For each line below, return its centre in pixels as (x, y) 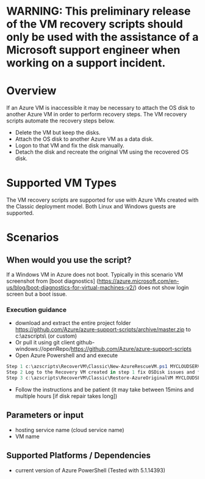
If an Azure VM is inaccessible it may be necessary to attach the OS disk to (101, 108)
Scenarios (33, 237)
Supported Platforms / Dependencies (78, 456)
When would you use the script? (69, 260)
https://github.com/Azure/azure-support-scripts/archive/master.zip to (103, 330)
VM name (27, 436)
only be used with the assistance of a (103, 37)
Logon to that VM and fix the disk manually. (70, 146)
